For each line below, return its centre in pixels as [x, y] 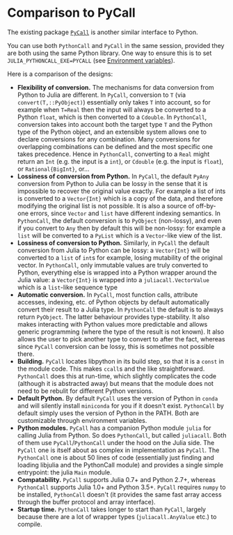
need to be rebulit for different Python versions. [85, 391]
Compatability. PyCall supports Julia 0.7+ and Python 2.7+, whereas [116, 479]
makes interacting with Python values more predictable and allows [112, 324]
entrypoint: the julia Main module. [65, 472]
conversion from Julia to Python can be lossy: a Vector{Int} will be [113, 250]
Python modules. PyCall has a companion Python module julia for [114, 428]
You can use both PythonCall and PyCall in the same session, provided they [116, 45]
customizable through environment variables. [82, 420]
